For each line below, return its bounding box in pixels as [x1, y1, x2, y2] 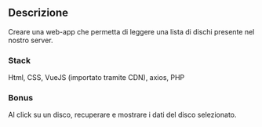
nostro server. [8, 35, 53, 45]
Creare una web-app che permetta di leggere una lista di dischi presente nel [8, 27, 255, 36]
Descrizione [8, 6, 69, 20]
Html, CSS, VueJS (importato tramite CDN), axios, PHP [8, 73, 185, 82]
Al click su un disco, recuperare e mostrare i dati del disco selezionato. [8, 110, 237, 120]
